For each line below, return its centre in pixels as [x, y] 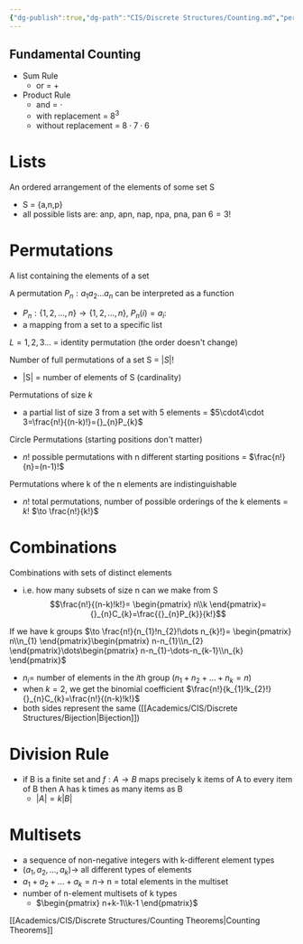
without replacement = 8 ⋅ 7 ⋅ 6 [93, 126]
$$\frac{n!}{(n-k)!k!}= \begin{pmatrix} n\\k [129, 604]
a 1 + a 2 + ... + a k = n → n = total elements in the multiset [125, 882]
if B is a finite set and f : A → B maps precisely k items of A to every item [157, 780]
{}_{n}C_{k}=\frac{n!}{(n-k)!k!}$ [81, 699]
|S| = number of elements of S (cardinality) [102, 377]
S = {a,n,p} [42, 205]
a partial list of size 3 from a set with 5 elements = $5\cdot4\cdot [143, 412]
